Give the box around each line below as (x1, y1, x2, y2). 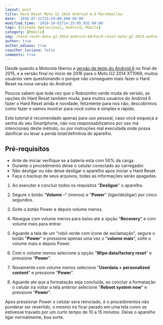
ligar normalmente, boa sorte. (5, 314, 65, 320)
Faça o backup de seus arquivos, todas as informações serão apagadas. (12, 173, 158, 179)
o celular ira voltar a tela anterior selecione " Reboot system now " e (12, 284, 147, 290)
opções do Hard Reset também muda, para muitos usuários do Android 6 (5, 96, 151, 101)
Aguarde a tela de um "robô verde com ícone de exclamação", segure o (12, 230, 155, 236)
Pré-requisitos (5, 145, 50, 153)
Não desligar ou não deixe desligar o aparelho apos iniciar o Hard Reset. (12, 168, 157, 174)
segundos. (12, 197, 33, 203)
